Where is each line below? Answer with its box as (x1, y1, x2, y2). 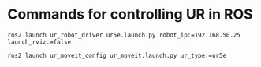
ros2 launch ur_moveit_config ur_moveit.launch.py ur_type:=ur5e (7, 51, 226, 59)
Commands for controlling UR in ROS (7, 5, 253, 23)
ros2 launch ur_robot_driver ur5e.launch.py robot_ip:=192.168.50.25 (7, 31, 241, 39)
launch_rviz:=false (7, 37, 72, 46)
